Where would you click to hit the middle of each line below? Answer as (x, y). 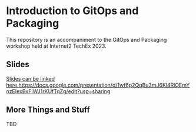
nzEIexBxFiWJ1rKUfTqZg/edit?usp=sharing (58, 91)
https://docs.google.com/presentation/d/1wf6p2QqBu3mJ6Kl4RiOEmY (104, 85)
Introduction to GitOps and (72, 11)
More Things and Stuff (48, 110)
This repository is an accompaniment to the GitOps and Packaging (87, 39)
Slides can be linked (30, 78)
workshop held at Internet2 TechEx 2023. (57, 46)
